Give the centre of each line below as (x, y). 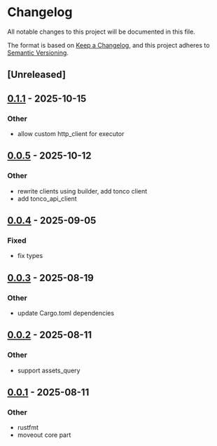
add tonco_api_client (47, 198)
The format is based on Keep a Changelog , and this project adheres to (108, 45)
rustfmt (28, 428)
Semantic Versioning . (38, 53)
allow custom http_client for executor (71, 134)
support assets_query (49, 370)
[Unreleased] (37, 75)
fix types (30, 256)
